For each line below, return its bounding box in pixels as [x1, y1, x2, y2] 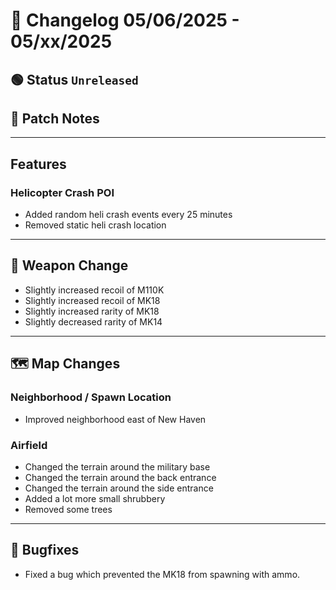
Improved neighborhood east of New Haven [24, 413, 207, 425]
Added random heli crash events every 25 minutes [24, 209, 233, 221]
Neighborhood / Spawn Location [10, 390, 172, 404]
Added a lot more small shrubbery [24, 492, 166, 504]
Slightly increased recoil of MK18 [24, 294, 161, 306]
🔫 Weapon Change [10, 257, 129, 274]
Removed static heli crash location [24, 219, 167, 231]
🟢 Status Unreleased [10, 71, 139, 88]
